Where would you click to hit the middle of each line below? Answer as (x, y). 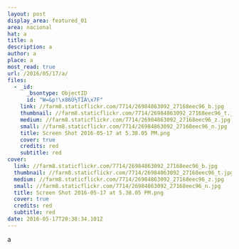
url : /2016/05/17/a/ (38, 73)
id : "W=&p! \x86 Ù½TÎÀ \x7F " (64, 100)
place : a (20, 60)
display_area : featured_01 (47, 21)
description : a (30, 47)
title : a (20, 41)
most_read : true (31, 67)
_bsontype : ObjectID (57, 93)
